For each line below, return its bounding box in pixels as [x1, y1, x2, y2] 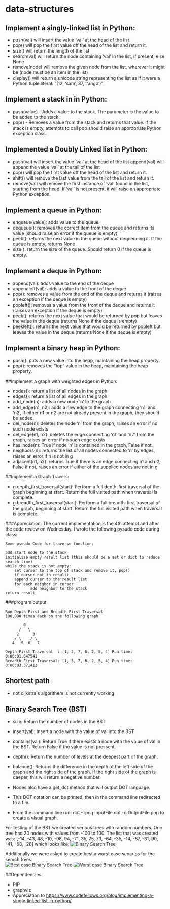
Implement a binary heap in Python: [5, 344, 121, 352]
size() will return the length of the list [12, 48, 90, 54]
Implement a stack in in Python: [5, 95, 108, 104]
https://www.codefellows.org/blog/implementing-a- [46, 892, 154, 898]
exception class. [12, 130, 47, 136]
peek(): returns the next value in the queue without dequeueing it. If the [12, 236, 162, 242]
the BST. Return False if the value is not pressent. [12, 743, 116, 750]
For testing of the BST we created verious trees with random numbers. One [5, 824, 162, 830]
